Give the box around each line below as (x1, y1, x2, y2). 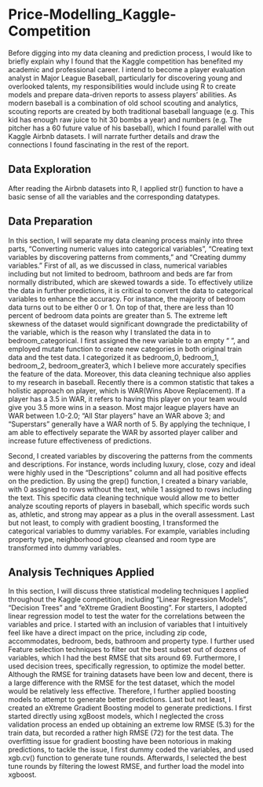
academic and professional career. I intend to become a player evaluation (8, 64, 246, 74)
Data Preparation (8, 214, 93, 229)
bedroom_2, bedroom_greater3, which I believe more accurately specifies (8, 361, 247, 370)
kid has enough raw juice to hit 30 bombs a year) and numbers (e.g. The (8, 115, 242, 124)
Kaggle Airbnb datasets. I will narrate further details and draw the (8, 131, 220, 141)
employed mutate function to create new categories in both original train (8, 344, 242, 353)
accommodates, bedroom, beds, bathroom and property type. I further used (8, 636, 255, 646)
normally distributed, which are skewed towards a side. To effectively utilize (8, 277, 254, 287)
